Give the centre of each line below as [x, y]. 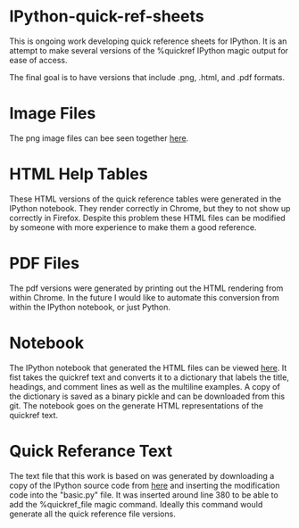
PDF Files [45, 263]
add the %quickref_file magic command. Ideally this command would [136, 504]
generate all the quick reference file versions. [92, 514]
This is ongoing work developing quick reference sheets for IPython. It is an [148, 41]
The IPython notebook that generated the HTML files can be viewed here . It [148, 367]
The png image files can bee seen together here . [99, 138]
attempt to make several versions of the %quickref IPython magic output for [149, 50]
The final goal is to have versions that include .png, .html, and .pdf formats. [147, 77]
